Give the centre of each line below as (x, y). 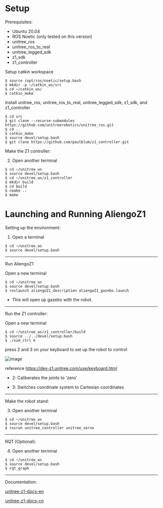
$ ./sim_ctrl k (20, 340)
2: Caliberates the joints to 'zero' (45, 378)
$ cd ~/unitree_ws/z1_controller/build (45, 332)
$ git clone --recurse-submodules (40, 121)
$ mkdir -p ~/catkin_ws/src (33, 85)
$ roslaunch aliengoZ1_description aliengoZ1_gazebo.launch (67, 290)
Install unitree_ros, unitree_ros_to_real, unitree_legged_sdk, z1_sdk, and (76, 102)
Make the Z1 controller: (28, 151)
